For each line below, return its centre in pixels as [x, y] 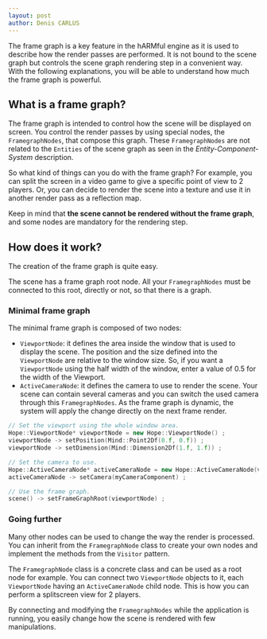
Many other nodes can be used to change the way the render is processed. [132, 536]
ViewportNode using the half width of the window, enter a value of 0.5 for [138, 369]
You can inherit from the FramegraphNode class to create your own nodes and [133, 545]
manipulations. [32, 626]
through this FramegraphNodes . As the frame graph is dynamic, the [127, 403]
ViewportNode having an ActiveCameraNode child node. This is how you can [129, 586]
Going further [35, 520]
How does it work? [55, 247]
